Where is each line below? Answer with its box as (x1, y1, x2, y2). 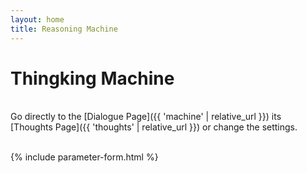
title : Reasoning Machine (10, 24, 118, 34)
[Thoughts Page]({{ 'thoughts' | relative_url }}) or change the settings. (10, 121, 298, 133)
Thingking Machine (10, 67, 175, 90)
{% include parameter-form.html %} (10, 151, 159, 163)
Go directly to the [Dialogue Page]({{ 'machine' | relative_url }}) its (10, 111, 282, 123)
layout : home (10, 14, 65, 25)
